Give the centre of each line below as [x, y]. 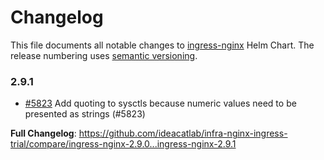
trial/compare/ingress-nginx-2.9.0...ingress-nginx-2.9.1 [123, 144]
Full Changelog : [43, 133]
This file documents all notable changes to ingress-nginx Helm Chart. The [162, 45]
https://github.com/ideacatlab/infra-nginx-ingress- [183, 133]
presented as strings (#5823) [85, 114]
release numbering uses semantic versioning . [104, 55]
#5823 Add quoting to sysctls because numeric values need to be [160, 103]
